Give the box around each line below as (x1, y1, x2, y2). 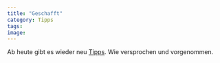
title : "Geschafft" (7, 10, 63, 17)
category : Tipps (7, 16, 54, 23)
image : (7, 29, 26, 36)
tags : (7, 23, 23, 29)
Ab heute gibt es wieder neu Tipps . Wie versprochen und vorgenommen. (7, 48, 214, 56)
